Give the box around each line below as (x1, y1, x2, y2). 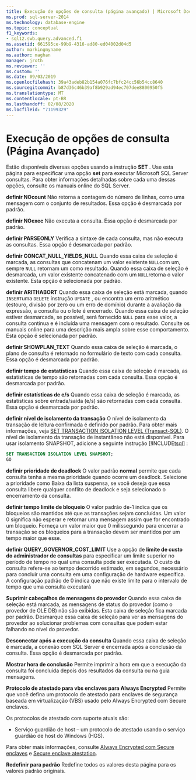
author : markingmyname (6, 47, 61, 53)
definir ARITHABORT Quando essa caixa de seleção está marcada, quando (6, 289, 188, 296)
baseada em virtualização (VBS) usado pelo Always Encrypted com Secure (6, 697, 187, 704)
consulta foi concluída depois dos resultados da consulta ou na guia (6, 667, 170, 674)
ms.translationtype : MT (6, 90, 64, 96)
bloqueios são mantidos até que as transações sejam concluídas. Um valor (6, 510, 186, 517)
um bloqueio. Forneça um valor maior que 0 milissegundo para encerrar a (6, 522, 183, 529)
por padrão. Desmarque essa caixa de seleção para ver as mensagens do (6, 613, 184, 621)
